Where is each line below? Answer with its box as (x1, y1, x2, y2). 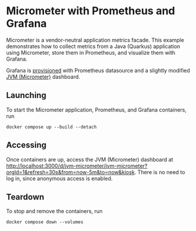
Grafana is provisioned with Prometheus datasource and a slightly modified (6, 67, 190, 74)
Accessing (6, 140, 46, 150)
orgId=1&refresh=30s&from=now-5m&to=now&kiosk (6, 168, 135, 176)
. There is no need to (134, 168, 185, 176)
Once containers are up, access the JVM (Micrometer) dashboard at (6, 156, 173, 163)
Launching (6, 90, 46, 100)
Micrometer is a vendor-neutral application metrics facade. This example (6, 36, 184, 43)
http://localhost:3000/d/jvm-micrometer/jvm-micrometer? (6, 162, 148, 169)
